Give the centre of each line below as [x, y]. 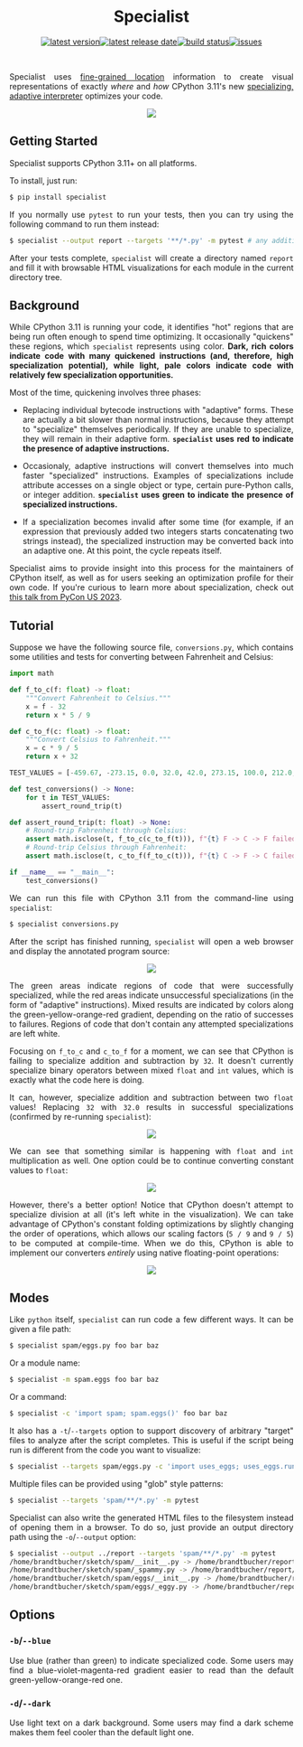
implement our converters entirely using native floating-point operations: [144, 1253]
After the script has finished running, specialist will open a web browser [151, 941]
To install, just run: [44, 180]
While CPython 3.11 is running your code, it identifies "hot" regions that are [151, 327]
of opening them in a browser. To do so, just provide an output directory [151, 1527]
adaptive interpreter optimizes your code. [87, 96]
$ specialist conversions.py [64, 924]
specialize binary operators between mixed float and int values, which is [151, 1070]
